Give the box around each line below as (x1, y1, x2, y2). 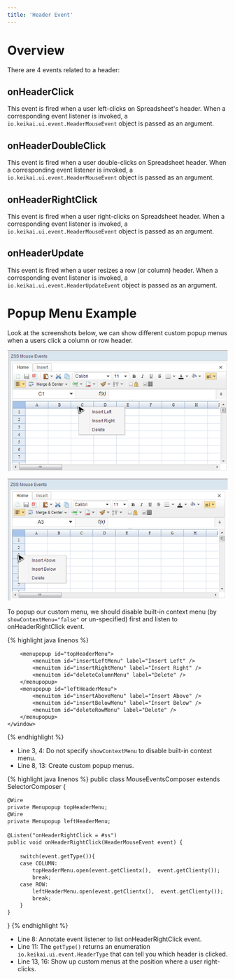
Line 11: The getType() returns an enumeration (17, 942, 150, 950)
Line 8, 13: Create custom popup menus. (17, 761, 134, 769)
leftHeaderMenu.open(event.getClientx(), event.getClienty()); (32, 888, 224, 895)
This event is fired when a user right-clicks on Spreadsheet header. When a (7, 212, 225, 220)
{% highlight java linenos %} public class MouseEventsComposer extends (7, 775, 220, 783)
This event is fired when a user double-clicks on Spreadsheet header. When (7, 158, 227, 167)
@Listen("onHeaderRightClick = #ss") (7, 832, 117, 839)
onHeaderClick (7, 86, 75, 97)
